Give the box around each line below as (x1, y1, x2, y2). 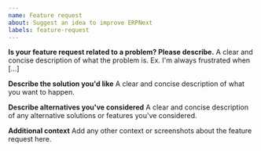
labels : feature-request (8, 26, 90, 34)
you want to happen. (8, 88, 75, 97)
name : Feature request (8, 11, 83, 20)
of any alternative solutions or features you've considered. (8, 111, 198, 120)
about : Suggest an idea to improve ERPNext (8, 19, 153, 27)
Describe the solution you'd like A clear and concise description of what (8, 79, 245, 88)
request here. (8, 135, 52, 144)
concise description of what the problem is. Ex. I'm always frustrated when (8, 56, 251, 65)
